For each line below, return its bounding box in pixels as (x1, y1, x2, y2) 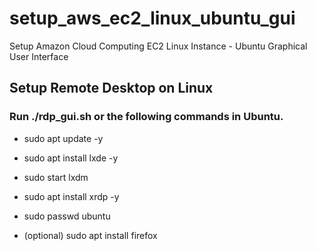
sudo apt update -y (23, 132, 104, 144)
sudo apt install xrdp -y (23, 190, 120, 202)
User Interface (9, 50, 69, 62)
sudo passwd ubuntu (23, 210, 111, 222)
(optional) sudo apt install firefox (23, 229, 158, 241)
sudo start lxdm (23, 171, 89, 183)
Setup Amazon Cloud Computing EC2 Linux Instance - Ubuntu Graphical (9, 40, 308, 52)
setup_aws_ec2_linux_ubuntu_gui (9, 7, 296, 30)
